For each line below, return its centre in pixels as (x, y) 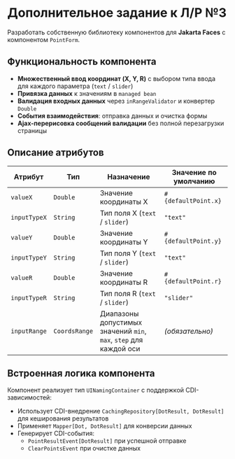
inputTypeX (29, 217)
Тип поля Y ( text (128, 253)
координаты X (124, 202)
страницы (32, 130)
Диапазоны (119, 313)
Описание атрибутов (56, 153)
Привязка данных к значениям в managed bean (87, 93)
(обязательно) (188, 331)
